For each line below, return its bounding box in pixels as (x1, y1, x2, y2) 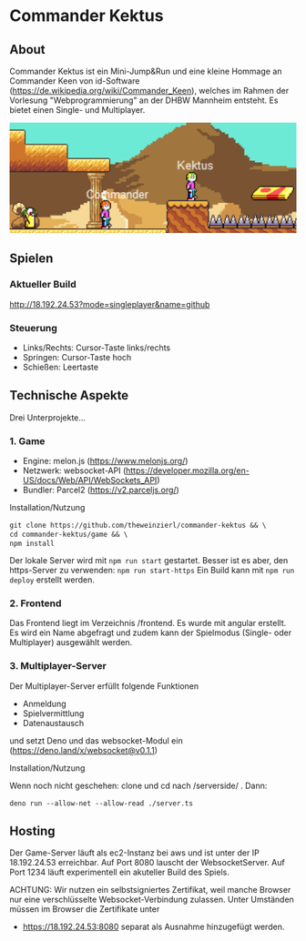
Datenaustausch (22, 717, 85, 728)
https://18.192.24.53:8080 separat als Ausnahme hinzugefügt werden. (22, 921, 285, 933)
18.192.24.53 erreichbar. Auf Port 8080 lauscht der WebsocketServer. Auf (9, 857, 285, 868)
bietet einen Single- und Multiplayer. (9, 105, 146, 115)
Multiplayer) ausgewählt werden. (9, 637, 133, 648)
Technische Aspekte (9, 388, 129, 403)
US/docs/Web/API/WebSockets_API (22, 475, 158, 486)
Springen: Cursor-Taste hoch (22, 351, 132, 362)
